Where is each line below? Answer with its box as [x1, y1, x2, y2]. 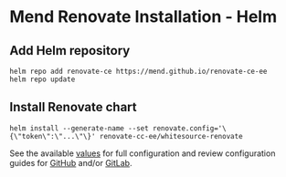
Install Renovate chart [9, 99, 137, 115]
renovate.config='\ [152, 123, 227, 133]
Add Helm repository [9, 43, 131, 58]
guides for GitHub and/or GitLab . [9, 157, 132, 168]
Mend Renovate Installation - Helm [9, 6, 277, 27]
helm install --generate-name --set [9, 123, 149, 133]
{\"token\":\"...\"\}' [9, 131, 96, 141]
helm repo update [9, 75, 76, 84]
